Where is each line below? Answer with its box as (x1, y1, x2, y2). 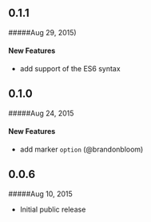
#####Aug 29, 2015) (8, 27, 77, 37)
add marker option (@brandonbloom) (19, 144, 144, 155)
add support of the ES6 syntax (19, 64, 121, 74)
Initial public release (19, 204, 86, 214)
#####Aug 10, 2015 (8, 188, 74, 199)
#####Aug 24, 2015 (8, 108, 74, 118)
